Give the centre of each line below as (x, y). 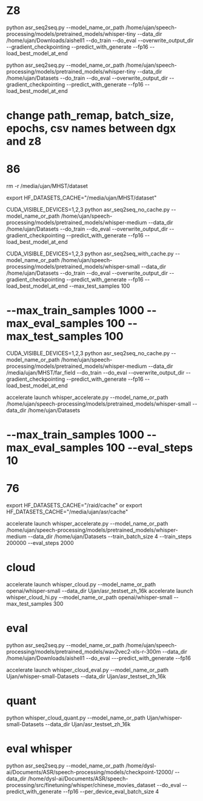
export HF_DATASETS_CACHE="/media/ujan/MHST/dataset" (82, 198)
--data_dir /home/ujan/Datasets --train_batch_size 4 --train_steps (110, 536)
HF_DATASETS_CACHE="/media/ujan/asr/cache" (67, 512)
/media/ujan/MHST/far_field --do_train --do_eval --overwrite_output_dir (95, 373)
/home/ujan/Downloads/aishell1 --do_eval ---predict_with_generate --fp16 (98, 658)
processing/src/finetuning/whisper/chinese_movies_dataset (81, 785)
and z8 (24, 141)
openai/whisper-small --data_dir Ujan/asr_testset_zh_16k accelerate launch (100, 591)
